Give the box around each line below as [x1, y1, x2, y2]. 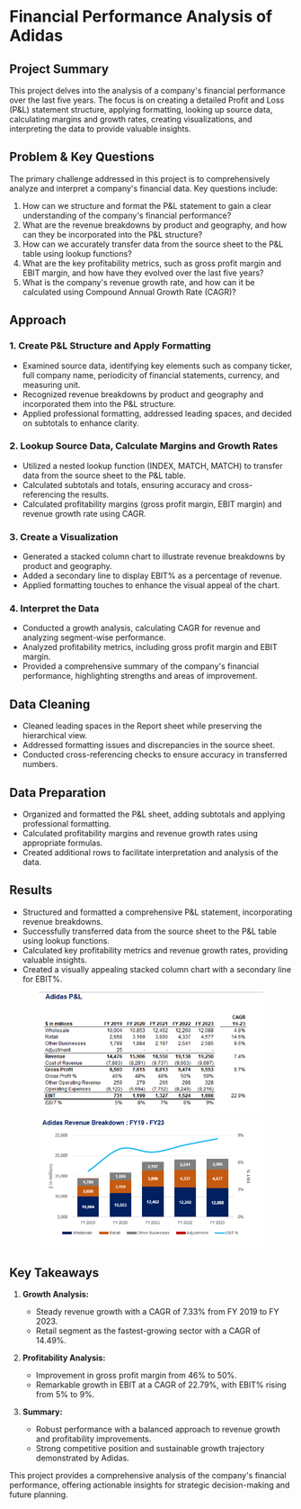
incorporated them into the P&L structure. [22, 398, 177, 409]
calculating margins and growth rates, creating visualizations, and [9, 114, 253, 124]
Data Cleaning [9, 696, 91, 712]
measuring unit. [22, 379, 81, 390]
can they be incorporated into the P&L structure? [22, 229, 203, 239]
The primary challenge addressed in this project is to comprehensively [9, 173, 270, 184]
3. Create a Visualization [9, 530, 119, 543]
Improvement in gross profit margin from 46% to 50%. [35, 1370, 238, 1381]
